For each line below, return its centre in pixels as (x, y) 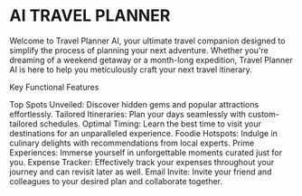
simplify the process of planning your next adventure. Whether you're (139, 50)
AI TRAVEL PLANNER (90, 16)
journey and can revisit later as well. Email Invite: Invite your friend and (141, 172)
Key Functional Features (54, 87)
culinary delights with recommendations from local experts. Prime (132, 143)
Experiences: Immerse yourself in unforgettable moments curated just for (146, 152)
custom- (264, 114)
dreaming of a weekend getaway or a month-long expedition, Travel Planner (151, 60)
